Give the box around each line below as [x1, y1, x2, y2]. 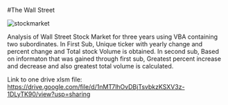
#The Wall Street [7, 6, 55, 14]
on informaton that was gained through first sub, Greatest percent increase [7, 55, 222, 63]
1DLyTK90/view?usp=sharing [7, 90, 91, 98]
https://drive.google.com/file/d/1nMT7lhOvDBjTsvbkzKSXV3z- [7, 83, 185, 90]
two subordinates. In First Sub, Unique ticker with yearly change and [7, 40, 203, 48]
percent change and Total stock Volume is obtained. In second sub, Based [7, 48, 220, 55]
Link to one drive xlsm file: [7, 75, 82, 84]
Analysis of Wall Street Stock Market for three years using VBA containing [7, 32, 218, 41]
